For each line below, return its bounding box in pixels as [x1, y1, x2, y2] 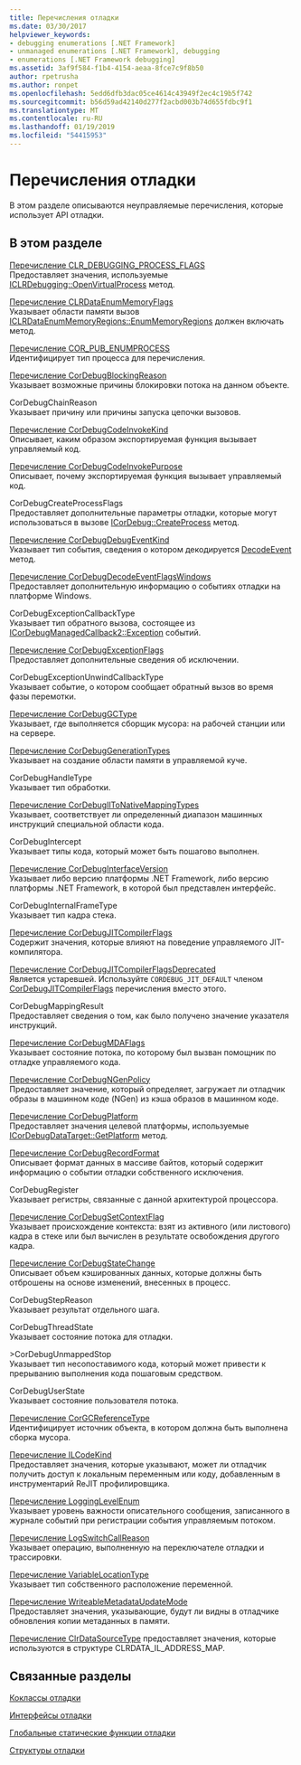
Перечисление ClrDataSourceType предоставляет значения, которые [9, 1633, 277, 1644]
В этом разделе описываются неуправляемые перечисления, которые [9, 200, 284, 211]
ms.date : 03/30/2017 [9, 22, 88, 31]
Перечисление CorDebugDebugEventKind [9, 534, 170, 545]
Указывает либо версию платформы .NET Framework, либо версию [9, 873, 269, 883]
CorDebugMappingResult [9, 1000, 104, 1011]
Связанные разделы [9, 1669, 132, 1685]
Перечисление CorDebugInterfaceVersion [9, 863, 169, 873]
